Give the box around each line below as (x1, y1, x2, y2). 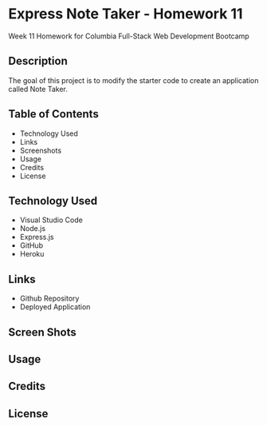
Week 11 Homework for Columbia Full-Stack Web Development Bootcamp (8, 31, 249, 41)
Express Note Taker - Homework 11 (8, 5, 243, 23)
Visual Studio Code (19, 215, 84, 225)
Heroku (19, 249, 45, 259)
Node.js (19, 224, 46, 233)
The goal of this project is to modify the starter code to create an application (8, 75, 259, 85)
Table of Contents (8, 107, 100, 121)
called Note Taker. (8, 84, 68, 94)
